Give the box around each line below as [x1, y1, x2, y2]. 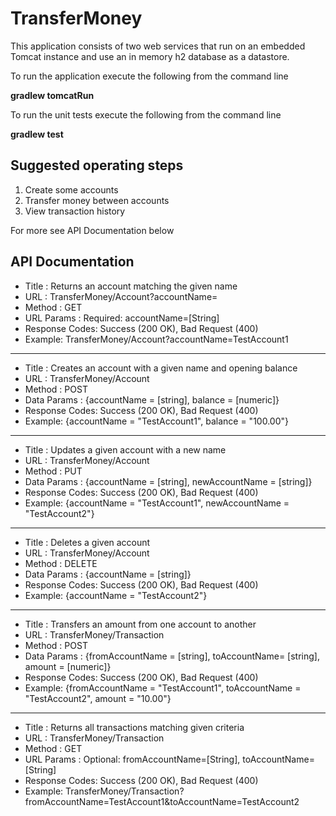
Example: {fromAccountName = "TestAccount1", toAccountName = [24, 682, 302, 694]
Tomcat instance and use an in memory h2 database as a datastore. [10, 50, 290, 62]
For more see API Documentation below [10, 224, 175, 236]
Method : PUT [24, 465, 83, 477]
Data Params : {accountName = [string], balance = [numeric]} [24, 393, 280, 406]
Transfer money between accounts [24, 194, 170, 206]
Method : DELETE [24, 557, 98, 569]
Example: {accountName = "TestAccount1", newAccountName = [24, 497, 290, 509]
